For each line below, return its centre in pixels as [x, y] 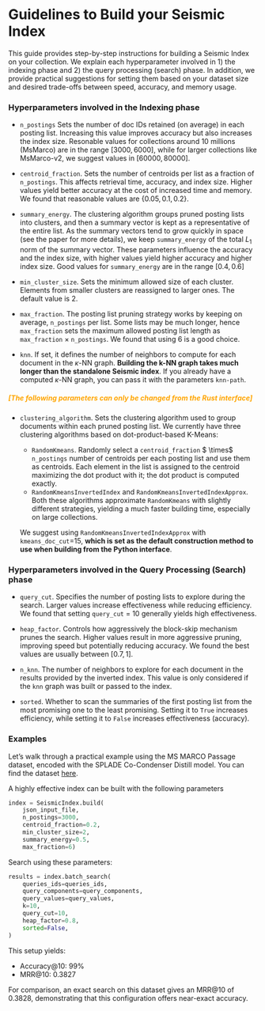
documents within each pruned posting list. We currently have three [130, 426]
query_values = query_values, [68, 899]
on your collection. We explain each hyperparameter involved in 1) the [122, 62]
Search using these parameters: [61, 862]
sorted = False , [45, 928]
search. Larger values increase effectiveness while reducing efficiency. [136, 605]
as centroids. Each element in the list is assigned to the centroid [135, 467]
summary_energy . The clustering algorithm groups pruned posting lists [132, 214]
